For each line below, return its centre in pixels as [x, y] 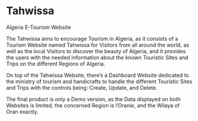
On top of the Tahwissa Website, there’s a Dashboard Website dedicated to [98, 75]
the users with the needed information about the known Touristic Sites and [97, 57]
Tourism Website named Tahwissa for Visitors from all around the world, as [98, 45]
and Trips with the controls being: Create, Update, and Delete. [82, 87]
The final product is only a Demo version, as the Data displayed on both [93, 99]
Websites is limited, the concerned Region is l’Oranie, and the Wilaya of [93, 105]
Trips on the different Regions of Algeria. [56, 64]
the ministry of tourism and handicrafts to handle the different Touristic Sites [99, 81]
